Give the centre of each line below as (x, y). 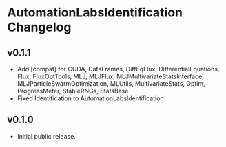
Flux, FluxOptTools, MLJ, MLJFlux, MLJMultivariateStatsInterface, (111, 76)
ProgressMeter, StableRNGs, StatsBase (73, 91)
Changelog (39, 27)
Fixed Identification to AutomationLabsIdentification (90, 98)
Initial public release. (46, 136)
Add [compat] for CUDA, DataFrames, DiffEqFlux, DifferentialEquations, (118, 69)
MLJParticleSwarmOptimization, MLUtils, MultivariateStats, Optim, (111, 83)
